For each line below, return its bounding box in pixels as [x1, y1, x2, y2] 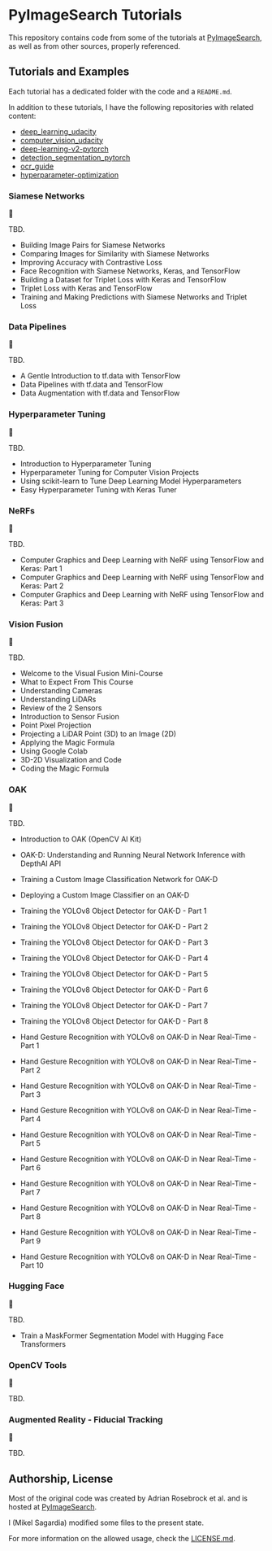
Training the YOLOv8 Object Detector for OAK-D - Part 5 [19, 968, 209, 978]
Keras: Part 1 [19, 563, 63, 573]
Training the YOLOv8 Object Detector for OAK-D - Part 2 [19, 921, 209, 931]
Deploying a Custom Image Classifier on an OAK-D [19, 889, 190, 900]
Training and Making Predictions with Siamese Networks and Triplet [19, 292, 248, 302]
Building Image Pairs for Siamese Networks [19, 240, 166, 250]
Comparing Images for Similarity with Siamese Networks [19, 249, 209, 259]
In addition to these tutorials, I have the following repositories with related [8, 102, 254, 111]
